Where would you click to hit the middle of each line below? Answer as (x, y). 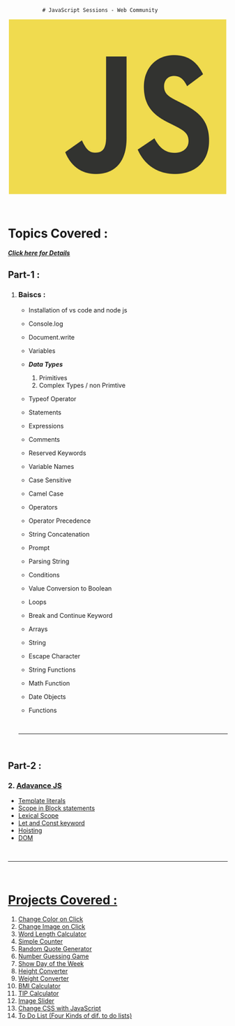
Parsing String (49, 561)
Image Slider (36, 1001)
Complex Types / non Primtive (82, 385)
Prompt (39, 547)
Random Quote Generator (55, 949)
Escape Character (54, 656)
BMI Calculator (39, 986)
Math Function (49, 683)
